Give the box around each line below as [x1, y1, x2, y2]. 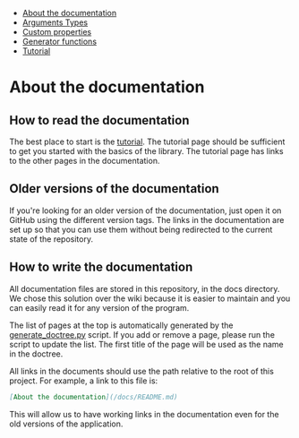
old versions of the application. [9, 418, 124, 429]
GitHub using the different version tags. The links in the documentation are [9, 214, 285, 225]
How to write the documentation [9, 260, 193, 275]
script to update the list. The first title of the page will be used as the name [9, 339, 284, 349]
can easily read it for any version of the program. [9, 302, 190, 313]
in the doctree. [9, 348, 64, 359]
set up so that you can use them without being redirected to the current [9, 224, 273, 235]
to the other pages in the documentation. [9, 156, 160, 166]
